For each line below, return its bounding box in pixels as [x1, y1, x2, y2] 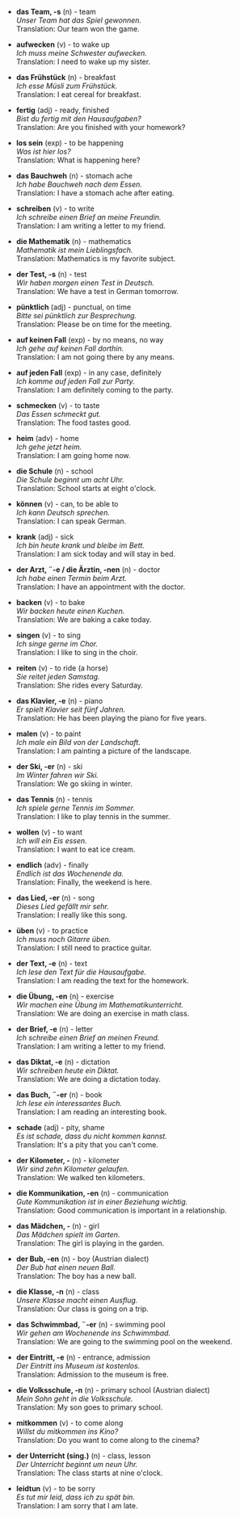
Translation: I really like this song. [15, 910, 128, 919]
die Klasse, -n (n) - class [15, 1287, 99, 1296]
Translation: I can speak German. [15, 516, 127, 526]
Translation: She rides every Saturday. [15, 680, 144, 690]
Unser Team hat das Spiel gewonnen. [15, 15, 142, 25]
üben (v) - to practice [15, 926, 89, 936]
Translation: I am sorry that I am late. [15, 1501, 138, 1510]
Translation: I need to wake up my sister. [15, 57, 151, 66]
